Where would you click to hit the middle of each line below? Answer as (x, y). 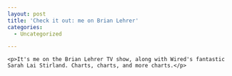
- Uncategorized (38, 34)
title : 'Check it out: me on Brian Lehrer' (73, 21)
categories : (25, 27)
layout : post (27, 14)
